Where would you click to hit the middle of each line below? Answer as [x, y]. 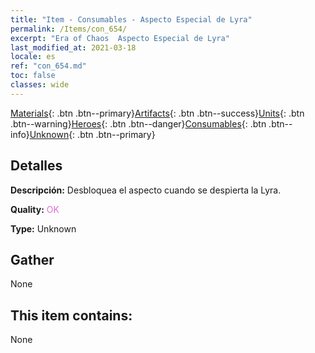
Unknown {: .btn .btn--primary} [92, 134]
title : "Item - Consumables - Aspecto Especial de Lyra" [131, 19]
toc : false [33, 76]
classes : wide [40, 85]
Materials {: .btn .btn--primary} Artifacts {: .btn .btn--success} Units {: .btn [157, 113]
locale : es [33, 57]
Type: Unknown [43, 228]
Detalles [36, 166]
